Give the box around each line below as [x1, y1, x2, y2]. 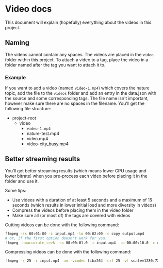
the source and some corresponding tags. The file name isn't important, [5, 96, 149, 101]
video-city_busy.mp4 [26, 141, 69, 147]
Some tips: [5, 187, 27, 193]
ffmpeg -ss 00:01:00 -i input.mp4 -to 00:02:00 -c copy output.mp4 [5, 231, 145, 236]
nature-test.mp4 [26, 131, 60, 136]
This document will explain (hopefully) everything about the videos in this [5, 19, 152, 25]
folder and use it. [5, 178, 39, 184]
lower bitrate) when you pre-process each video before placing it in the [5, 173, 147, 179]
